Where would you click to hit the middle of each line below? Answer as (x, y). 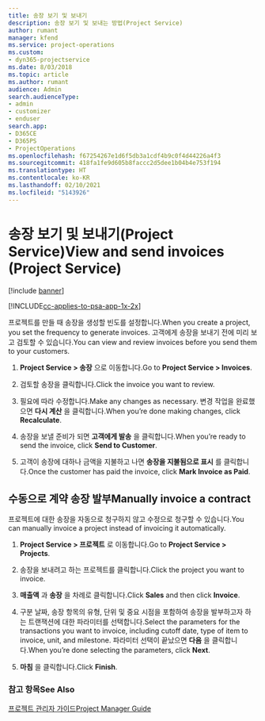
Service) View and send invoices (116, 251)
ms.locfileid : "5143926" (49, 192)
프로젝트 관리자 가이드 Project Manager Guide (80, 708)
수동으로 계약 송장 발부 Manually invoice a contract (130, 499)
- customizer (30, 112)
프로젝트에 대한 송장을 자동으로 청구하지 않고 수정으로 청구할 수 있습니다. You (126, 520)
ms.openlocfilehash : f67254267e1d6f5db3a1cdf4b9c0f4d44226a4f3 (115, 155)
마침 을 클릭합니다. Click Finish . (68, 667)
